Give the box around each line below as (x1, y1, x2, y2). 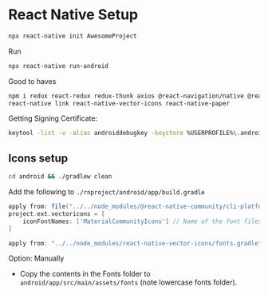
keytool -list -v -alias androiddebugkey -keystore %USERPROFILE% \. (8, 130, 241, 138)
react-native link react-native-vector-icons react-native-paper (8, 99, 230, 107)
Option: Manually (8, 253, 65, 263)
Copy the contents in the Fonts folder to (19, 269, 151, 279)
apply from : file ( (8, 202, 69, 210)
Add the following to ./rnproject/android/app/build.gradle (8, 187, 205, 197)
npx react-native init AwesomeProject (8, 32, 137, 40)
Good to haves (8, 76, 57, 86)
